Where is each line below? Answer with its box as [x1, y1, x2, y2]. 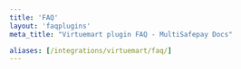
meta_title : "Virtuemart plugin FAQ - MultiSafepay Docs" [9, 30, 233, 39]
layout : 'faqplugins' [9, 22, 92, 30]
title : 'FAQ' [9, 13, 59, 22]
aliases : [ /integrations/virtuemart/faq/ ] [9, 46, 172, 55]
